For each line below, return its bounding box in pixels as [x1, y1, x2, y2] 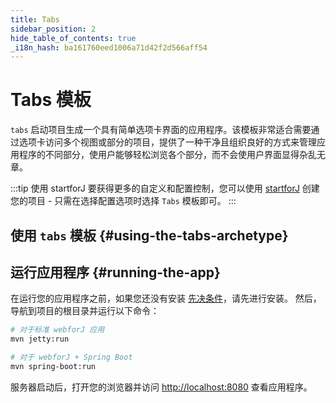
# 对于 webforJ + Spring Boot [10, 352, 133, 363]
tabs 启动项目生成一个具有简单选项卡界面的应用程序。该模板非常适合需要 [10, 124, 312, 136]
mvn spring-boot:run [10, 362, 97, 372]
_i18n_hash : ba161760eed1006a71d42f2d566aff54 [10, 42, 208, 53]
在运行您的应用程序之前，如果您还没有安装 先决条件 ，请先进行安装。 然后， [10, 292, 322, 305]
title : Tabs [10, 14, 60, 25]
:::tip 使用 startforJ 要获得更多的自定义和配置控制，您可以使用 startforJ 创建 [10, 182, 320, 195]
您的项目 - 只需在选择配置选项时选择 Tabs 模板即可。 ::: [10, 195, 237, 207]
